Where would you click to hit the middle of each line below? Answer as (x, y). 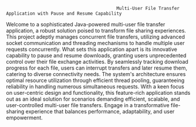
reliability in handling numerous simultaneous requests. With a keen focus (95, 87)
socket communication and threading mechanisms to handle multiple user (95, 43)
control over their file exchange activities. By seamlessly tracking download (97, 62)
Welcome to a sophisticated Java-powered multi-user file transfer (86, 24)
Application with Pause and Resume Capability (64, 13)
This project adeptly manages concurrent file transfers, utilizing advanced (95, 37)
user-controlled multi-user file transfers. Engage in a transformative (88, 105)
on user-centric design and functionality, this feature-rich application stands (98, 93)
